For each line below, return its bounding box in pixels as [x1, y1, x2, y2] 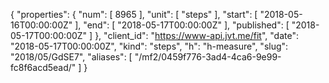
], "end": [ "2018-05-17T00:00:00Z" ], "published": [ [74, 19, 290, 31]
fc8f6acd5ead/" [10, 62, 77, 73]
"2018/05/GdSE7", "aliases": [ [10, 51, 133, 63]
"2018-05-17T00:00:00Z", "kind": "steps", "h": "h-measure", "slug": [10, 40, 289, 52]
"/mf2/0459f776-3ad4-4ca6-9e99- [134, 51, 282, 63]
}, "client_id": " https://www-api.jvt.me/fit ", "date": [94, 30, 299, 41]
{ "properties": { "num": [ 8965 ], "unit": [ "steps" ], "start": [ [10, 9, 258, 20]
